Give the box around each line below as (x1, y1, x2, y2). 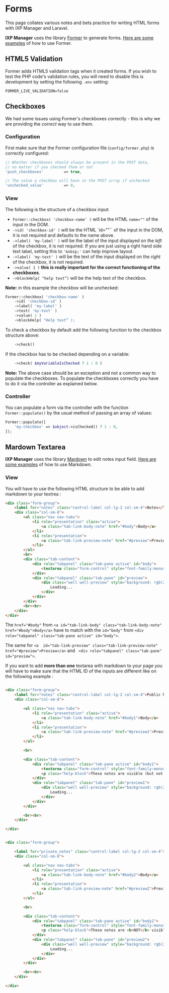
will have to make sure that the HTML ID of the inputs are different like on (5, 668, 157, 674)
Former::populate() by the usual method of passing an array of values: (5, 409, 152, 416)
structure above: (5, 332, 39, 338)
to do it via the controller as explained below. (5, 380, 98, 386)
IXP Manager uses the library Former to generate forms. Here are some (5, 35, 154, 41)
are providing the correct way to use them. (5, 121, 94, 127)
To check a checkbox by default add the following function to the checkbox (5, 326, 162, 333)
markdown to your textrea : (5, 491, 61, 497)
